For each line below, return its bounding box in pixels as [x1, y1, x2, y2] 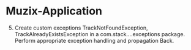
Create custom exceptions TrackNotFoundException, [14, 24, 148, 31]
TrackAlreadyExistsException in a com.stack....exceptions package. [14, 30, 185, 37]
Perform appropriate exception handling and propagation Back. [14, 37, 174, 44]
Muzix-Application [6, 4, 102, 18]
